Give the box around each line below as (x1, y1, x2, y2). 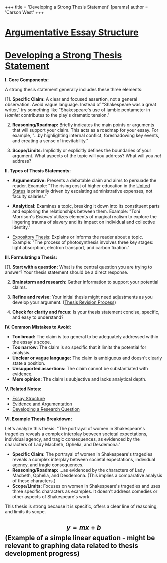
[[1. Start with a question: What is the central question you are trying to (5, 264, 152, 270)
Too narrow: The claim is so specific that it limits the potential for (12, 344, 146, 350)
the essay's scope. (12, 339, 51, 345)
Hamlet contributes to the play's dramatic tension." (5, 112, 110, 118)
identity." (12, 224, 31, 230)
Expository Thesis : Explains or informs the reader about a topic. (12, 234, 144, 240)
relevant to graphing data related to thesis (5, 541, 138, 550)
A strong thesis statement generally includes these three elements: (5, 87, 143, 93)
